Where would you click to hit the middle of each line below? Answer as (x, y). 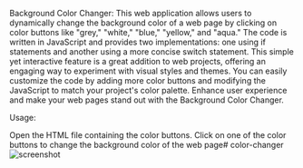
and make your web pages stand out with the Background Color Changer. (147, 100)
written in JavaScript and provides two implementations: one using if (137, 42)
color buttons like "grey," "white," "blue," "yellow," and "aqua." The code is (148, 32)
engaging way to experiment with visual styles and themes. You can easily (148, 71)
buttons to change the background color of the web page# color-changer (147, 145)
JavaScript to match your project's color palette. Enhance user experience (148, 90)
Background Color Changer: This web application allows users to (131, 13)
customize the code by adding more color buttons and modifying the (137, 80)
